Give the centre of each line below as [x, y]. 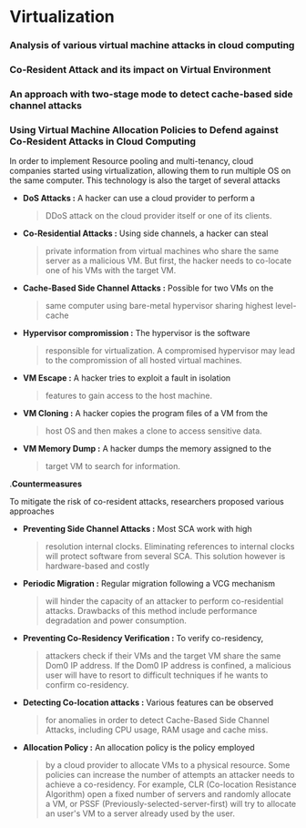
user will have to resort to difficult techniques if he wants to [157, 675]
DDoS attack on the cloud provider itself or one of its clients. [158, 216]
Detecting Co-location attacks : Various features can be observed [148, 702]
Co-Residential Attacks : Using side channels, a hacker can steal [145, 233]
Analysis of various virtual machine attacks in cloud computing [152, 46]
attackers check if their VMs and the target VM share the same [163, 656]
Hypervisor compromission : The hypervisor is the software [136, 333]
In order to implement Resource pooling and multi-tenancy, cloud [131, 161]
